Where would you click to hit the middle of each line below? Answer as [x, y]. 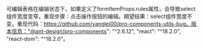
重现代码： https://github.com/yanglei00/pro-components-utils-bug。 [104, 24]
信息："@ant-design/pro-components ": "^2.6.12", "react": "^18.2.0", [96, 31]
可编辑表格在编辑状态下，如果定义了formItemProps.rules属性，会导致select [101, 9]
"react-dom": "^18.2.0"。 [37, 39]
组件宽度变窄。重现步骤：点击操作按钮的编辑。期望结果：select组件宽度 [97, 16]
